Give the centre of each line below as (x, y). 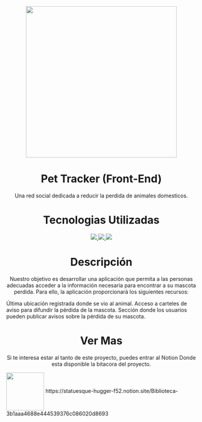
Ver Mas (101, 341)
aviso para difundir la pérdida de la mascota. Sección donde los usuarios (97, 310)
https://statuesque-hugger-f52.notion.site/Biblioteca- (112, 391)
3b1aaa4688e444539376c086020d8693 (57, 414)
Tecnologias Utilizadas (101, 220)
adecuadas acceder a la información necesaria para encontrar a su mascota (101, 285)
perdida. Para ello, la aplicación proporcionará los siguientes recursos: (101, 292)
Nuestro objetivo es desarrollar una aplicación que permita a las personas (101, 279)
